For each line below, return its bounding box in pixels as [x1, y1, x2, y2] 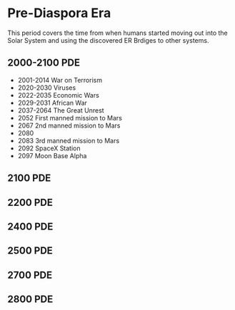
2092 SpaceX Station [17, 144, 81, 153]
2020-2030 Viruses [17, 83, 76, 92]
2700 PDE [7, 269, 52, 281]
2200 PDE [7, 196, 54, 208]
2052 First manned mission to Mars [17, 113, 123, 122]
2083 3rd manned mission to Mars [17, 136, 120, 145]
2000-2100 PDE [7, 57, 81, 69]
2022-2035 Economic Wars [17, 91, 100, 99]
